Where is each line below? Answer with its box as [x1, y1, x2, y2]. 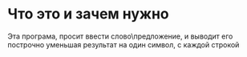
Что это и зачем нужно [7, 5, 169, 23]
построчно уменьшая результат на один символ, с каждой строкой [7, 39, 240, 49]
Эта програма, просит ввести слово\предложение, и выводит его [7, 31, 233, 41]
